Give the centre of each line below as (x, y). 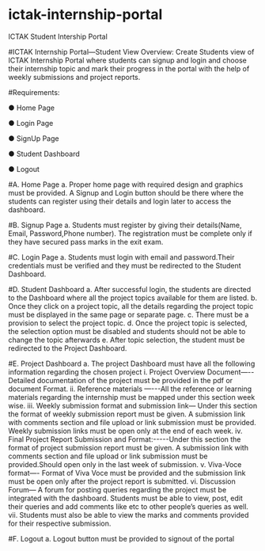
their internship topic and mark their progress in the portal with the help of (129, 68)
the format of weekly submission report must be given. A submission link (127, 414)
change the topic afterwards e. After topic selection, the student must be (127, 340)
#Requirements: (34, 92)
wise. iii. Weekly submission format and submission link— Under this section (133, 405)
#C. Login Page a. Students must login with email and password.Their (121, 257)
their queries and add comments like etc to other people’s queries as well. (129, 506)
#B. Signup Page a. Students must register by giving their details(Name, (125, 225)
